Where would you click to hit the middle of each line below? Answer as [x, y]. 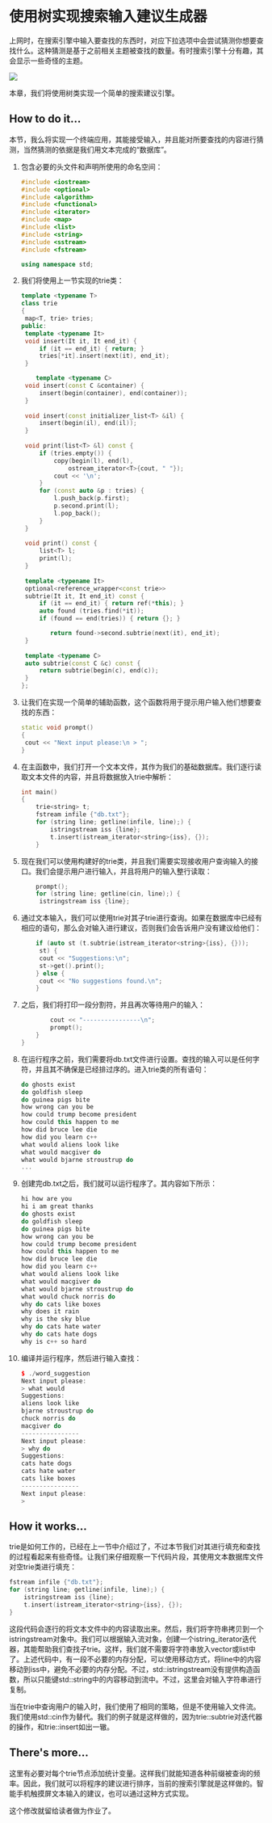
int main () [39, 792]
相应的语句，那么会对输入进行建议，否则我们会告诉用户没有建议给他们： [141, 928]
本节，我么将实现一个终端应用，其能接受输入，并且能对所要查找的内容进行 [133, 139]
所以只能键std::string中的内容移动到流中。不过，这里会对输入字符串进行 [142, 1679]
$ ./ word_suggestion [55, 1373]
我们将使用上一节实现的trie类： [72, 280]
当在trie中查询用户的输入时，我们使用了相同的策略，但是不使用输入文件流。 [135, 1707]
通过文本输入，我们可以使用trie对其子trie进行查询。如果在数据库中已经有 [141, 918]
